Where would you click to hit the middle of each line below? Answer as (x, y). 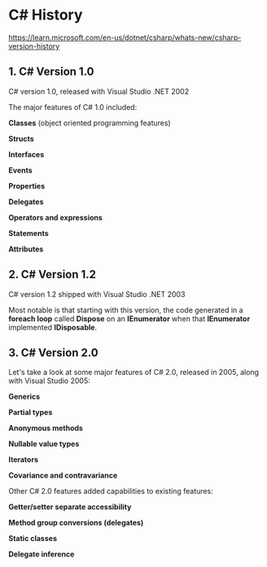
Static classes (33, 539)
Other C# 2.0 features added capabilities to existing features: (111, 491)
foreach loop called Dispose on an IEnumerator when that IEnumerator (129, 318)
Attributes (26, 249)
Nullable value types (44, 444)
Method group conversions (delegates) (76, 523)
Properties (27, 185)
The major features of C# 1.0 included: (73, 107)
